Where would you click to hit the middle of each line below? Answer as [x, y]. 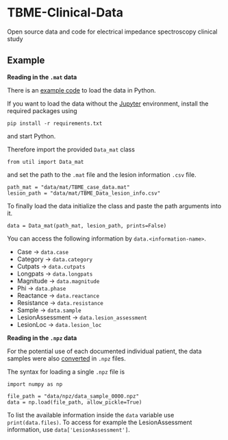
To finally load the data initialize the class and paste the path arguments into [114, 206]
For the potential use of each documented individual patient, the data [104, 351]
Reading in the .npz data [42, 338]
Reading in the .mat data [42, 77]
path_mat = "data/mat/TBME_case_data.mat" [68, 187]
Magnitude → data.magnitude [58, 281]
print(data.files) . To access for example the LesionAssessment [100, 422]
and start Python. [31, 136]
